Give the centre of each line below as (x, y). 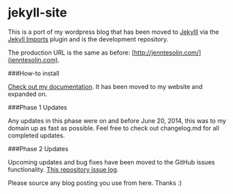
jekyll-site (37, 13)
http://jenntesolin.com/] (167, 52)
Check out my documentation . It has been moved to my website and (105, 86)
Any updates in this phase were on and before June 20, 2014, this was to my (117, 120)
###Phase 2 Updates (38, 148)
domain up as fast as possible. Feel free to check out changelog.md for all (114, 128)
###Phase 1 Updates (38, 107)
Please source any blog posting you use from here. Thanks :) (95, 183)
